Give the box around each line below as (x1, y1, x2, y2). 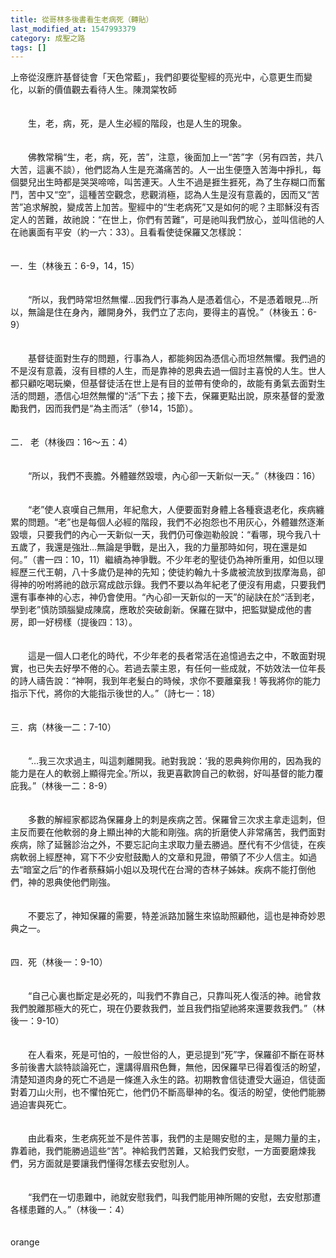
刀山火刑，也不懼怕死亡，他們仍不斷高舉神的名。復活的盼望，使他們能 (27, 1086, 317, 1098)
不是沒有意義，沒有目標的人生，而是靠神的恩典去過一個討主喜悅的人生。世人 (10, 365, 326, 377)
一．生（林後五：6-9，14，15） (10, 260, 140, 272)
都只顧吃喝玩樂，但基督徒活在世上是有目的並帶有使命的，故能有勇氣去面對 (10, 377, 317, 390)
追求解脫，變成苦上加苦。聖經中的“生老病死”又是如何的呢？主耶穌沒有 (23, 201, 312, 213)
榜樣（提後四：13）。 (53, 616, 138, 628)
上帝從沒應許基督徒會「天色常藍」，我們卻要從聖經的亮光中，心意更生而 (10, 71, 304, 83)
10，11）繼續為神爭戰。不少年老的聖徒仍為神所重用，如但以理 (71, 554, 325, 566)
